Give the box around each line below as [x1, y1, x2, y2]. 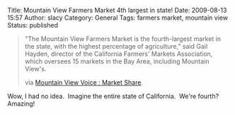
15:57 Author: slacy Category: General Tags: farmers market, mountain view [7, 13, 229, 22]
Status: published [7, 21, 59, 29]
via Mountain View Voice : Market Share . [24, 78, 144, 87]
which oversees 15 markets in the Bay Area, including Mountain [24, 57, 210, 66]
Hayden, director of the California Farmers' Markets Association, [24, 49, 213, 58]
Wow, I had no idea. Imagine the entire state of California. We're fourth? [7, 92, 219, 100]
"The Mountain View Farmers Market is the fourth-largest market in [24, 35, 222, 43]
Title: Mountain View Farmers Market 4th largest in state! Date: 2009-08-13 [7, 6, 227, 14]
